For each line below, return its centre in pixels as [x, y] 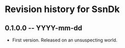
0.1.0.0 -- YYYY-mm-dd [44, 28]
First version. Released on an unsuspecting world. [65, 40]
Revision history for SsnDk [62, 9]
